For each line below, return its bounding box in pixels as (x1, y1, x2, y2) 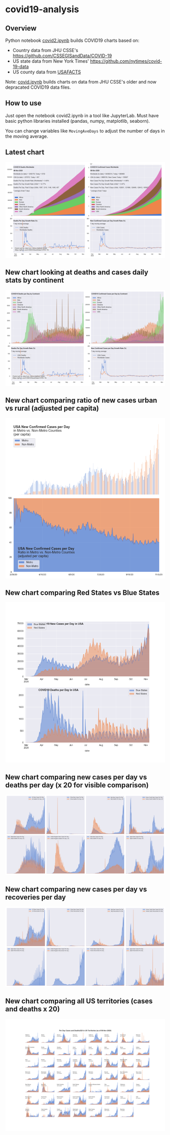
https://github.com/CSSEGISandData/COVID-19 (12, 52, 112, 59)
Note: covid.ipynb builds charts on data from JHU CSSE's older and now (5, 79, 157, 85)
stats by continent (5, 276, 64, 285)
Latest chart (5, 148, 45, 156)
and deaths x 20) (5, 1005, 60, 1014)
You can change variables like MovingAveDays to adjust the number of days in (5, 127, 165, 134)
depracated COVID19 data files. (5, 84, 71, 90)
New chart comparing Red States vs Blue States (5, 589, 160, 597)
